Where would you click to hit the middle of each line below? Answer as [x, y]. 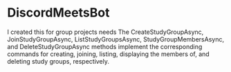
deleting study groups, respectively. [58, 61]
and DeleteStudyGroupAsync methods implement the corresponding [105, 46]
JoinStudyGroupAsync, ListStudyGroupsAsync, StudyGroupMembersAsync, [116, 39]
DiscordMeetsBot [58, 13]
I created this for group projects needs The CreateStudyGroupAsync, [105, 32]
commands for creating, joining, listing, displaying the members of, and [108, 54]
